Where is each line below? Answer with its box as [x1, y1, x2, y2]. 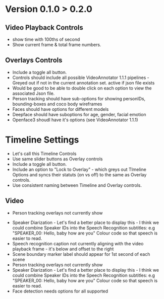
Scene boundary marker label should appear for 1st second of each [12, 251, 150, 257]
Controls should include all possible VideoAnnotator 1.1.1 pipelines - [12, 75, 150, 80]
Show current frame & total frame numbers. [12, 42, 102, 48]
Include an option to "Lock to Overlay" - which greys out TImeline [12, 166, 147, 172]
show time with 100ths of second [12, 36, 80, 42]
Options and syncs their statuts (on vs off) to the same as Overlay [12, 171, 147, 177]
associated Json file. [12, 90, 55, 96]
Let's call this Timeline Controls [12, 150, 77, 156]
